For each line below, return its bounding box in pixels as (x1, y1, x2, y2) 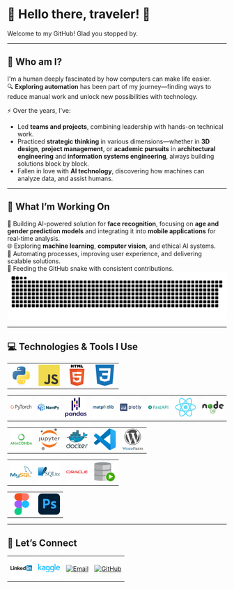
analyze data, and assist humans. (17, 174, 114, 182)
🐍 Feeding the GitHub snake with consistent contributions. (7, 264, 174, 272)
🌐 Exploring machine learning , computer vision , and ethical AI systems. (7, 242, 216, 250)
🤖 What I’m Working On (7, 201, 110, 213)
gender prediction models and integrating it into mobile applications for (7, 226, 216, 235)
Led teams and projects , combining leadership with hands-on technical (17, 122, 224, 131)
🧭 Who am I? (7, 56, 63, 68)
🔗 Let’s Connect (7, 537, 77, 549)
